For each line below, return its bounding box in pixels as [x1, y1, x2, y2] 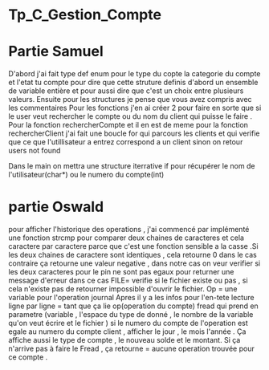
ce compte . [8, 352, 48, 362]
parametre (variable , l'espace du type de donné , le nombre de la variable [8, 310, 254, 319]
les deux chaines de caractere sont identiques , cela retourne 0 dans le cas [8, 250, 257, 260]
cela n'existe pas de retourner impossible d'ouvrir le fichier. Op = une [8, 284, 238, 294]
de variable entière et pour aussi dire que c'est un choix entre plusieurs [8, 86, 244, 96]
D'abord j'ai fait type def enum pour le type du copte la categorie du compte [8, 69, 261, 79]
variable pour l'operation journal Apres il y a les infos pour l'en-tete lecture [8, 293, 255, 303]
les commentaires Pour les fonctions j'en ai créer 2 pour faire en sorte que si [8, 103, 262, 113]
